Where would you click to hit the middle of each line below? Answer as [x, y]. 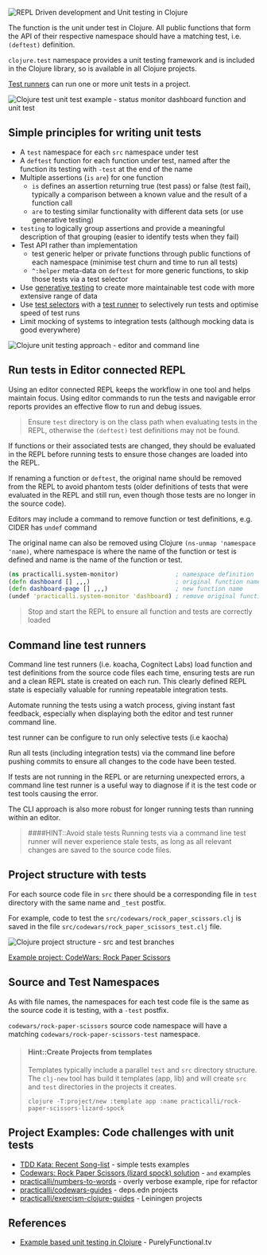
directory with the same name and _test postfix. [87, 902]
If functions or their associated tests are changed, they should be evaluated [132, 445]
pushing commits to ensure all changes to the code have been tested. [122, 761]
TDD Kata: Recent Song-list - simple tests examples [104, 1164]
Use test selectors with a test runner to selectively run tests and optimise [139, 304]
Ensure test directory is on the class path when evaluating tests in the [143, 421]
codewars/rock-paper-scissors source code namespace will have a [118, 1025]
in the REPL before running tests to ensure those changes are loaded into [128, 454]
